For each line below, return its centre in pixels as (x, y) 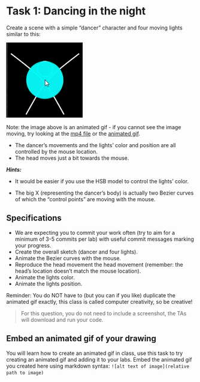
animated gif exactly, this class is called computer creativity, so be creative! (99, 302)
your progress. (33, 245)
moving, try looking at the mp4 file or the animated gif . (73, 133)
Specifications (34, 218)
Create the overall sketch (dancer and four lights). (76, 252)
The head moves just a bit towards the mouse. (72, 158)
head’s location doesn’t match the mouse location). (78, 271)
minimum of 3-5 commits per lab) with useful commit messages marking (104, 239)
